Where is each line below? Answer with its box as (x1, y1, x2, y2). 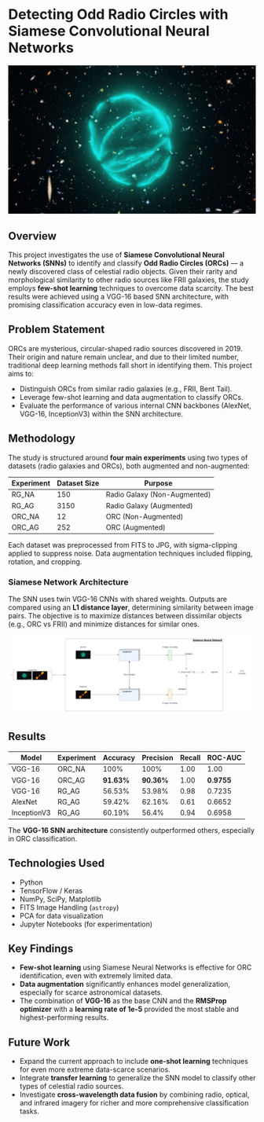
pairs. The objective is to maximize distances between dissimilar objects (8, 610, 242, 620)
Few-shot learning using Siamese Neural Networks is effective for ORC (19, 962, 252, 972)
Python (19, 878, 43, 887)
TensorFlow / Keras (19, 885, 83, 895)
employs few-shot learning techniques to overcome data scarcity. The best (8, 283, 254, 292)
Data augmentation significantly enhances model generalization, (19, 980, 230, 989)
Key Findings (8, 942, 74, 955)
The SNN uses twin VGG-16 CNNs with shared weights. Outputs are (8, 594, 228, 603)
